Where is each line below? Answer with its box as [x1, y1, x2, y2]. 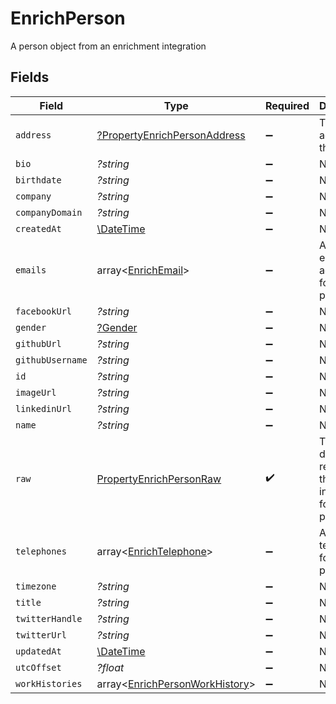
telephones [15, 545, 67, 557]
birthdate [15, 174, 62, 186]
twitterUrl [15, 629, 67, 641]
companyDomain [15, 207, 83, 218]
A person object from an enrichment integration [10, 40, 207, 52]
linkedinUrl [15, 403, 73, 414]
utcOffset [15, 662, 62, 673]
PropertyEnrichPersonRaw [96, 472, 222, 486]
